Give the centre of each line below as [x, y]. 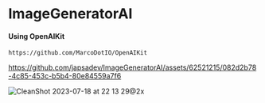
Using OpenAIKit [37, 36]
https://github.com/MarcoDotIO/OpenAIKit [78, 53]
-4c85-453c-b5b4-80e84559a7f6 [65, 76]
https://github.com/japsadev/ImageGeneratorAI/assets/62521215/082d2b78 [132, 67]
